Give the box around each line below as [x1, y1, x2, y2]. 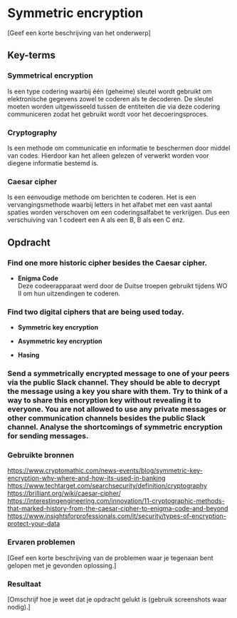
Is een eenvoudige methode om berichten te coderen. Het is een [7, 193, 197, 201]
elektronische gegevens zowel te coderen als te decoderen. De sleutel [7, 94, 214, 103]
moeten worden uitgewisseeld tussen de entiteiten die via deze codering [7, 102, 221, 111]
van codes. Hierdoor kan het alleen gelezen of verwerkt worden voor [7, 151, 209, 160]
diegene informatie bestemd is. [7, 158, 99, 167]
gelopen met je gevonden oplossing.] [7, 561, 117, 569]
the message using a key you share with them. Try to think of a [7, 387, 228, 397]
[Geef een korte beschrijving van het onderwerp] [7, 29, 151, 37]
